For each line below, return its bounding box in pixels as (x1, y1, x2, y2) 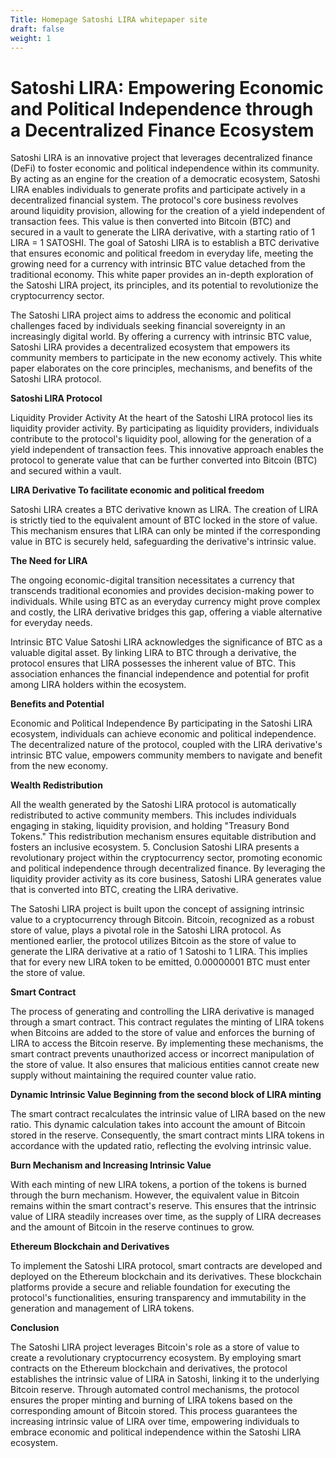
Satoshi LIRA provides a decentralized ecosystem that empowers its (10, 341, 291, 353)
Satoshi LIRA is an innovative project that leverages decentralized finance (10, 152, 313, 164)
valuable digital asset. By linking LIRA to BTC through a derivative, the (10, 647, 297, 659)
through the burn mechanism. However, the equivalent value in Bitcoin (10, 1189, 300, 1201)
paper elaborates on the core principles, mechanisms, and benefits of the (10, 362, 313, 375)
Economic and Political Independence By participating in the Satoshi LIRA (10, 717, 313, 730)
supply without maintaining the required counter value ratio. (10, 1069, 257, 1081)
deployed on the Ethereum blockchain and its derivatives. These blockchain (10, 1271, 322, 1283)
